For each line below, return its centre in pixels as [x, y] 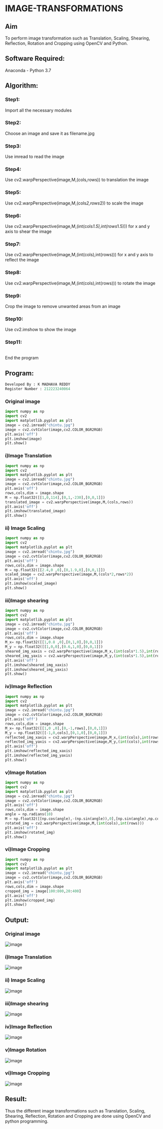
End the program [22, 358]
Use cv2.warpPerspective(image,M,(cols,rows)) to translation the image [77, 180]
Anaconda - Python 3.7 [28, 70]
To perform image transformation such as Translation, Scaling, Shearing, [78, 38]
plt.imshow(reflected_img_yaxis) [39, 755]
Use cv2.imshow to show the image [41, 330]
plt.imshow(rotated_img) [30, 832]
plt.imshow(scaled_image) [31, 583]
